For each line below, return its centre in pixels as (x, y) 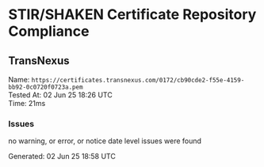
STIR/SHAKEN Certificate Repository (132, 15)
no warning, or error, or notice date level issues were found (105, 141)
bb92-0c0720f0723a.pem (46, 87)
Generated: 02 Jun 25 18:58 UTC (62, 157)
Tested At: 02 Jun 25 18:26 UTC (60, 95)
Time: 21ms (27, 103)
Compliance (49, 31)
